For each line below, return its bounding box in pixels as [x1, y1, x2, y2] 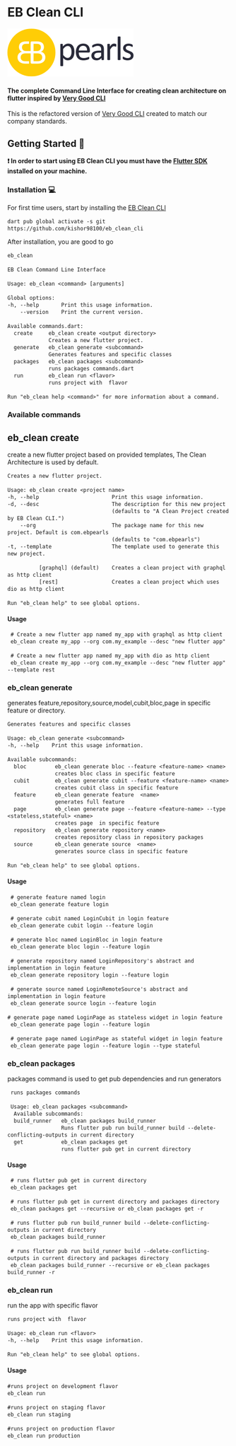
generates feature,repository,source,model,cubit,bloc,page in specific [7, 699, 211, 707]
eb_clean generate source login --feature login [10, 999, 157, 1007]
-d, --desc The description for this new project [7, 500, 226, 507]
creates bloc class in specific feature [54, 770, 175, 777]
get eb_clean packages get [13, 1139, 129, 1146]
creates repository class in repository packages [54, 834, 203, 841]
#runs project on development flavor [7, 1382, 119, 1389]
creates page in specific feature [54, 820, 160, 827]
